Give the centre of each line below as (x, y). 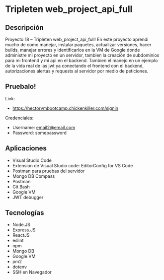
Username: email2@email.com (44, 127)
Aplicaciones (26, 148)
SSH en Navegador (32, 272)
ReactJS (21, 235)
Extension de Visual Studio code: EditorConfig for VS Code (73, 165)
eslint (18, 241)
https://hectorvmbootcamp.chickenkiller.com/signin (65, 108)
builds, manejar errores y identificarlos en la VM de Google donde (73, 50)
